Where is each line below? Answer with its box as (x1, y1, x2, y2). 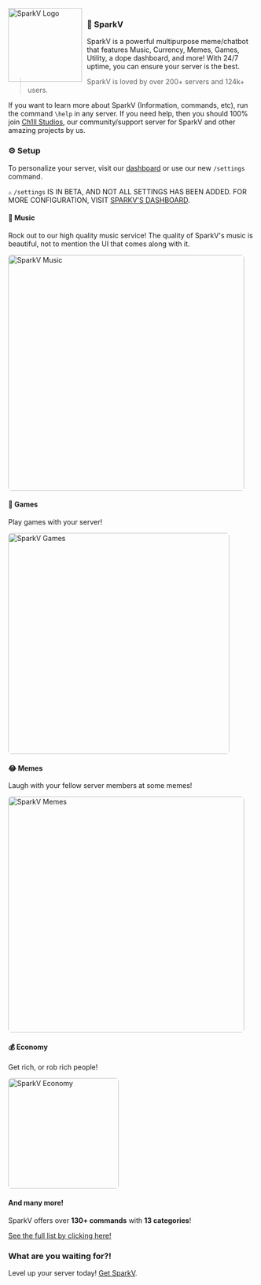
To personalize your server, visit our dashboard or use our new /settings (8, 163, 245, 172)
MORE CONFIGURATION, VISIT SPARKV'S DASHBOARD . (8, 195, 190, 204)
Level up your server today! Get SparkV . (8, 1268, 138, 1277)
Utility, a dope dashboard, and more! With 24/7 (86, 53, 239, 63)
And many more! (8, 1198, 64, 1207)
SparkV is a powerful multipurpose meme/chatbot (86, 37, 249, 46)
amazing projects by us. (8, 126, 86, 135)
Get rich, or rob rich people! (8, 1062, 98, 1072)
